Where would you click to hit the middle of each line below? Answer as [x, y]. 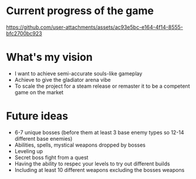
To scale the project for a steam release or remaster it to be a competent [102, 86]
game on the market [39, 92]
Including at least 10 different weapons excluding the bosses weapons [99, 170]
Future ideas [37, 116]
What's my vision [49, 57]
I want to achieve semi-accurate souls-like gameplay [78, 73]
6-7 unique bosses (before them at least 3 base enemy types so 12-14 [99, 132]
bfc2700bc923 [24, 33]
